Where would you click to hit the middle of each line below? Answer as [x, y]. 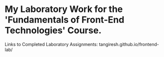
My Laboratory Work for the [64, 9]
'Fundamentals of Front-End [65, 20]
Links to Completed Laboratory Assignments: [51, 44]
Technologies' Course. [53, 30]
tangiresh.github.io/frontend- [129, 44]
